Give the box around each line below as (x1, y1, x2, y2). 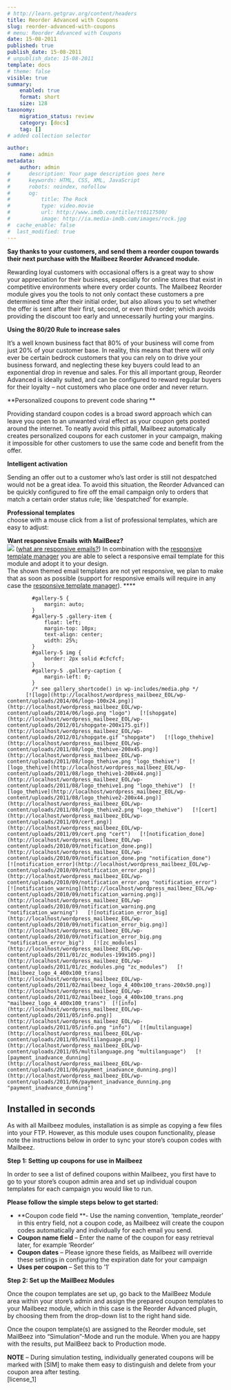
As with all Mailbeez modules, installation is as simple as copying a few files (7, 1121, 223, 1130)
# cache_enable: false (7, 222, 76, 229)
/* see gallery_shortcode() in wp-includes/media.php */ (32, 685, 199, 692)
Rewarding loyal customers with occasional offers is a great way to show (7, 267, 214, 276)
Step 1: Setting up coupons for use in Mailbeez (7, 1156, 143, 1165)
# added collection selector (7, 132, 91, 139)
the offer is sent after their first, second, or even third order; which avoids (7, 305, 216, 313)
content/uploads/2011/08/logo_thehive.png (7, 758, 131, 765)
